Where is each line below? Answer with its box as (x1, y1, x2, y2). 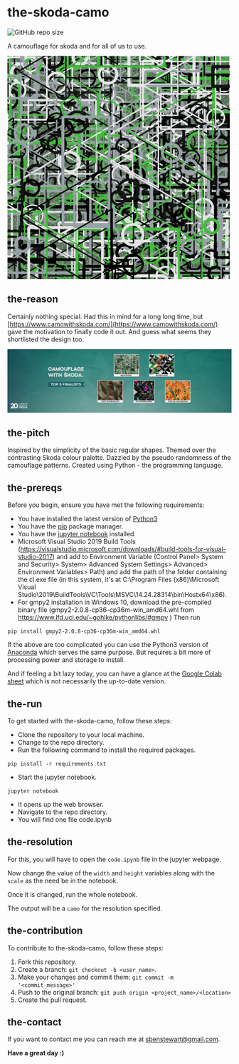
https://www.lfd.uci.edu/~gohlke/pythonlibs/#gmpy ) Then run (17, 613, 201, 622)
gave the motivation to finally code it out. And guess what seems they (7, 327, 212, 336)
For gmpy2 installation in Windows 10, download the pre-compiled (17, 598, 212, 607)
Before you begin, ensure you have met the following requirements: (7, 501, 205, 509)
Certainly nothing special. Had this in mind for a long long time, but (7, 312, 203, 321)
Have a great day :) (7, 1049, 65, 1058)
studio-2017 (17, 553, 53, 561)
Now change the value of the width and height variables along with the (7, 868, 216, 877)
